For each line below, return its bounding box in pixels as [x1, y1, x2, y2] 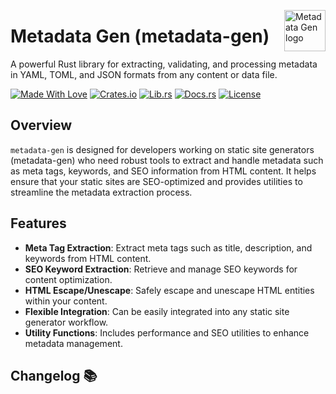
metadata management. [24, 337, 123, 349]
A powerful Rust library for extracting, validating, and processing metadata [10, 58, 318, 70]
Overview [10, 117, 73, 134]
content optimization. [24, 273, 113, 285]
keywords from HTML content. [24, 252, 152, 264]
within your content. [24, 295, 108, 307]
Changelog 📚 [10, 367, 98, 384]
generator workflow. [24, 316, 109, 328]
